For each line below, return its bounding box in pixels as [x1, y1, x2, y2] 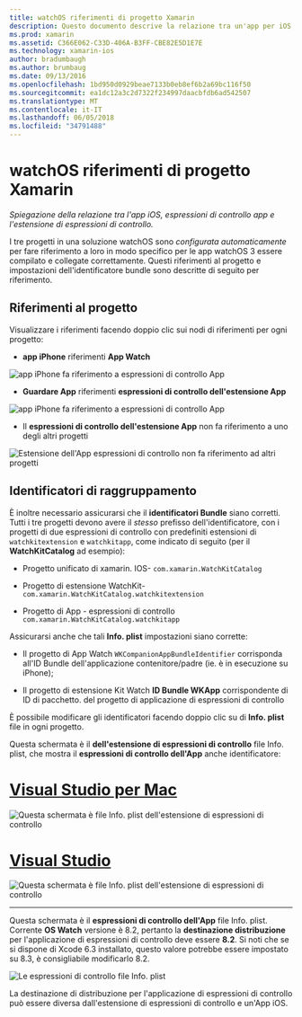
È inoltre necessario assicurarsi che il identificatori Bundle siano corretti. [9, 507, 281, 517]
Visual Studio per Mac [9, 779, 178, 800]
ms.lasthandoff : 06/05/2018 [9, 113, 115, 122]
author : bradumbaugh [9, 55, 87, 64]
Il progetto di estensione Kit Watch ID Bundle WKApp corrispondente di [22, 685, 289, 695]
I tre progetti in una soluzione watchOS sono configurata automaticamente [9, 235, 288, 247]
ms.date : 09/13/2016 [9, 72, 87, 81]
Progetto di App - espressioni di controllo [22, 606, 175, 616]
